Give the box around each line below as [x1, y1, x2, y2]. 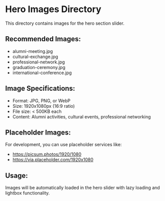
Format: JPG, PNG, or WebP [12, 97, 71, 104]
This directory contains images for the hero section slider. [5, 20, 124, 26]
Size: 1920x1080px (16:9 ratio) [12, 103, 75, 109]
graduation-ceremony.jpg [12, 64, 66, 70]
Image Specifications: [5, 84, 75, 93]
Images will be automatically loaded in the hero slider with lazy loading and [5, 185, 160, 191]
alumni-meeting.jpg [12, 48, 53, 54]
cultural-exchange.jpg [12, 53, 59, 59]
